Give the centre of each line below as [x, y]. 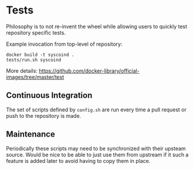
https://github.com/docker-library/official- [89, 70]
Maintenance [31, 135]
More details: [22, 70]
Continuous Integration [49, 95]
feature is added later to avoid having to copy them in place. [78, 161]
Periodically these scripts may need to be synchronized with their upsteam [96, 148]
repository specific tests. [36, 32]
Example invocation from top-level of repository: [64, 44]
